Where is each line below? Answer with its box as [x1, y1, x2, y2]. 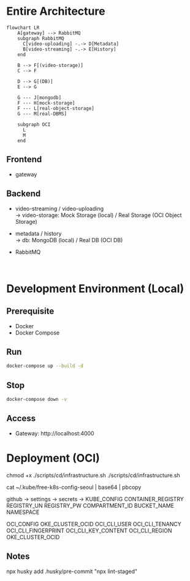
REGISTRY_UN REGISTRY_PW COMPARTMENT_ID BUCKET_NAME [6, 502, 175, 509]
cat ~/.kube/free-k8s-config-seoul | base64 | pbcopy [6, 483, 142, 491]
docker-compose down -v [6, 397, 67, 403]
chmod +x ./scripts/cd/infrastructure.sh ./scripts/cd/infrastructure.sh [6, 472, 181, 479]
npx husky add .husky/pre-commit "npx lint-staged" [6, 567, 138, 575]
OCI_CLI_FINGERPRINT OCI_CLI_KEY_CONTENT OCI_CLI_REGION [6, 527, 173, 534]
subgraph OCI [17, 121, 51, 127]
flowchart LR [6, 25, 40, 31]
